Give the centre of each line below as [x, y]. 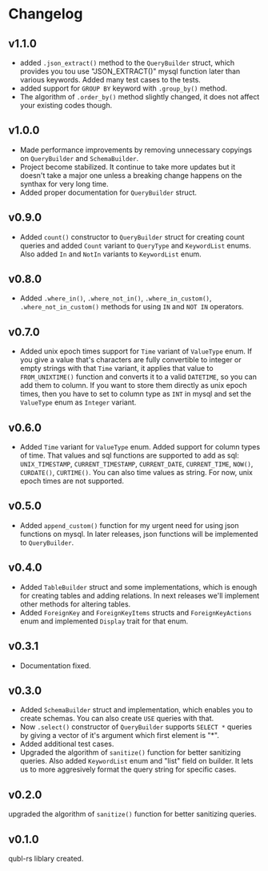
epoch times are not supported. [72, 481]
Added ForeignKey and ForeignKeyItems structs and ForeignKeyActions [136, 612]
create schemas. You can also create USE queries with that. [117, 719]
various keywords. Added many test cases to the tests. [110, 80]
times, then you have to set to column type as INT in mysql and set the [136, 394]
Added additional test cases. [67, 744]
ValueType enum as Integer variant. [78, 402]
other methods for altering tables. [75, 604]
